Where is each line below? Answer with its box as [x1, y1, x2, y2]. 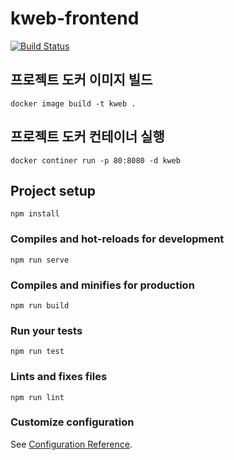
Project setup [10, 182, 97, 199]
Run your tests [10, 323, 83, 337]
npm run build [10, 300, 70, 311]
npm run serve [10, 255, 70, 265]
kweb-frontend [10, 7, 140, 30]
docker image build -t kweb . [10, 98, 137, 109]
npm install [10, 209, 60, 219]
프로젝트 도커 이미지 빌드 [10, 72, 153, 89]
